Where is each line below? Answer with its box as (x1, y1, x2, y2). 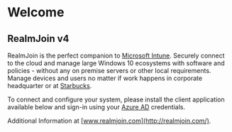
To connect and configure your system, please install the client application (7, 95, 225, 104)
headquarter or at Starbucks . (7, 82, 92, 89)
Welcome (7, 4, 65, 21)
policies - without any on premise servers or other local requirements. (7, 67, 211, 75)
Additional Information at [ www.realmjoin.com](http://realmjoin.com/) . (7, 116, 211, 125)
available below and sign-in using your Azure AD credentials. (7, 103, 186, 111)
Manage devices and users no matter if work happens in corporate (7, 74, 203, 82)
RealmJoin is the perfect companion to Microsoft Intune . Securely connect (7, 51, 225, 60)
